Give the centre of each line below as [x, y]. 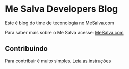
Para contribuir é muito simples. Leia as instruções [58, 61]
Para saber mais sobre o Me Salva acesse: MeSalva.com [64, 32]
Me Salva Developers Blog [61, 9]
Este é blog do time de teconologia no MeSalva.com [59, 23]
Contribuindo [26, 49]
